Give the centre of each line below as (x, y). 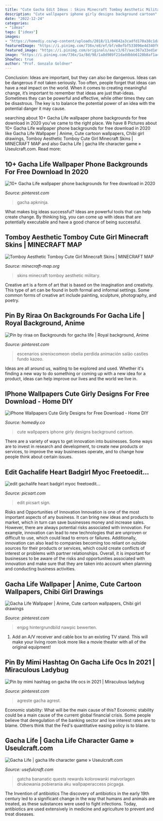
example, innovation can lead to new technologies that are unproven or (76, 533)
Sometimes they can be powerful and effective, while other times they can (79, 98)
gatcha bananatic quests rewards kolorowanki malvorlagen (76, 779)
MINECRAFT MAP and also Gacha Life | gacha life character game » (73, 144)
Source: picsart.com (25, 493)
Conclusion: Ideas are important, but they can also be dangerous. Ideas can (81, 78)
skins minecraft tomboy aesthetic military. (58, 275)
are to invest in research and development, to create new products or (74, 446)
